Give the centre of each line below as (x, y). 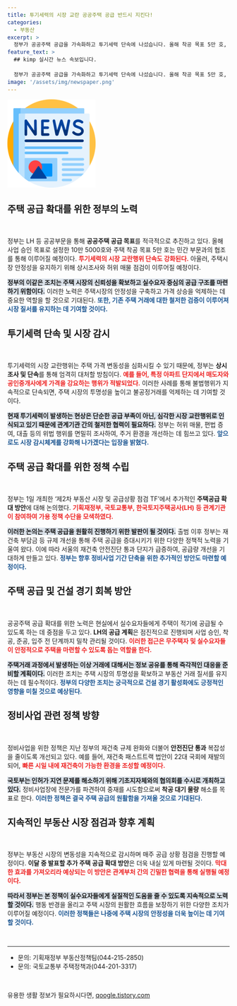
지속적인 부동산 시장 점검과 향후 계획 (81, 822)
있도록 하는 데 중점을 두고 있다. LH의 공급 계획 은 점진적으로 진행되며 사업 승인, (114, 632)
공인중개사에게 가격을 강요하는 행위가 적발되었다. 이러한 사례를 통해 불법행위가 (114, 383)
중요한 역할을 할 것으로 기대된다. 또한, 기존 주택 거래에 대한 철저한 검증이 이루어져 (118, 300)
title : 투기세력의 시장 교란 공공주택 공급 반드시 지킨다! (80, 15)
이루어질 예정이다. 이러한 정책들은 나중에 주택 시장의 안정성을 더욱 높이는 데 (110, 913)
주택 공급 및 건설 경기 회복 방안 (69, 591)
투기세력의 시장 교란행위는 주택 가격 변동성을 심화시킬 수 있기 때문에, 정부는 (111, 366)
